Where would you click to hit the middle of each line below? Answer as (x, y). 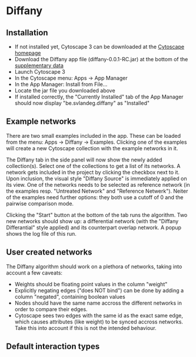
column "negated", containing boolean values (70, 296)
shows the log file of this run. (41, 233)
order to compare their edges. (51, 309)
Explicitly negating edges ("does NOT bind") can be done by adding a (99, 290)
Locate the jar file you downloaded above (65, 90)
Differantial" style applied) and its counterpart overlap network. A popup (94, 227)
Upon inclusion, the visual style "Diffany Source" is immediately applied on (97, 178)
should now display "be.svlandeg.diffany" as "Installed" (82, 103)
